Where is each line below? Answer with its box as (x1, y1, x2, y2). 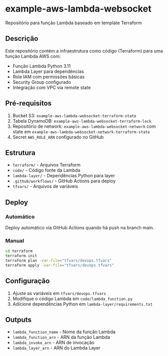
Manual (5, 237, 24, 244)
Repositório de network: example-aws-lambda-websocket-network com (12, 123, 156, 129)
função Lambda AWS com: (5, 53, 61, 59)
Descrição (5, 34, 38, 43)
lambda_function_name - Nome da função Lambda (12, 329, 116, 335)
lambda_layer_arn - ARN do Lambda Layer (12, 345, 101, 351)
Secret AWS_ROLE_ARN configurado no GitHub (12, 134, 104, 140)
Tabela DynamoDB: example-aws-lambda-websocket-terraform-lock (12, 118, 152, 124)
